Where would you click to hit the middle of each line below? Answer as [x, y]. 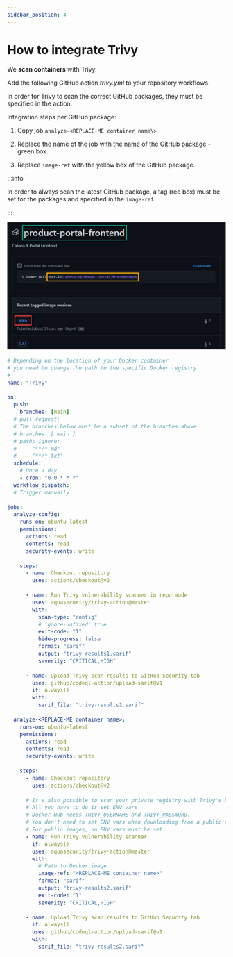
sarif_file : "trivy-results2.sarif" [91, 947]
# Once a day [38, 471]
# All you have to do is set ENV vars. [83, 808]
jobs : [15, 507]
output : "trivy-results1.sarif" [85, 654]
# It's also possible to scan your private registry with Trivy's [123, 800]
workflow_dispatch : [42, 485]
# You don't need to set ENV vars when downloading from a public [123, 822]
